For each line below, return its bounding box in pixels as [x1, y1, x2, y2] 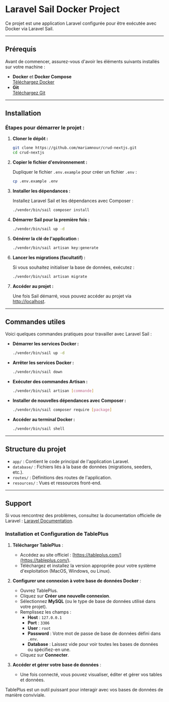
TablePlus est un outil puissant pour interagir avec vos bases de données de [5, 686, 163, 692]
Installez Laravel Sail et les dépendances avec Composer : [12, 198, 133, 204]
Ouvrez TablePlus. [20, 587, 58, 593]
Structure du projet [5, 445, 66, 454]
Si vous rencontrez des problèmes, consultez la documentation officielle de [5, 513, 162, 519]
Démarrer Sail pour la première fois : [12, 216, 90, 223]
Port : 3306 [27, 620, 50, 626]
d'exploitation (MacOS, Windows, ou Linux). [20, 568, 111, 574]
